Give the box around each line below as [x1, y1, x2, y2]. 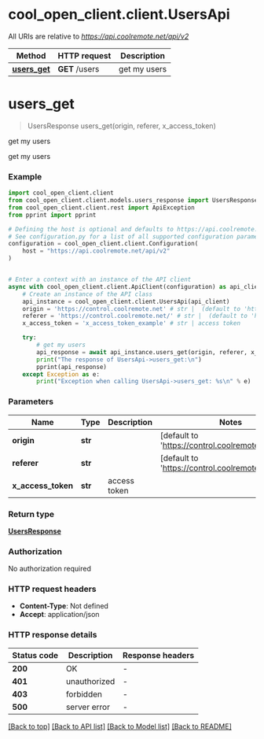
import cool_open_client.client [8, 189, 114, 198]
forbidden [65, 689, 102, 700]
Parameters [8, 396, 53, 407]
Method [16, 50, 46, 61]
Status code [12, 649, 59, 660]
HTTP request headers [8, 584, 97, 595]
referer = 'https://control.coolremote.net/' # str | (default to [22, 312, 247, 320]
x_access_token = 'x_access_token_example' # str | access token [22, 320, 241, 327]
